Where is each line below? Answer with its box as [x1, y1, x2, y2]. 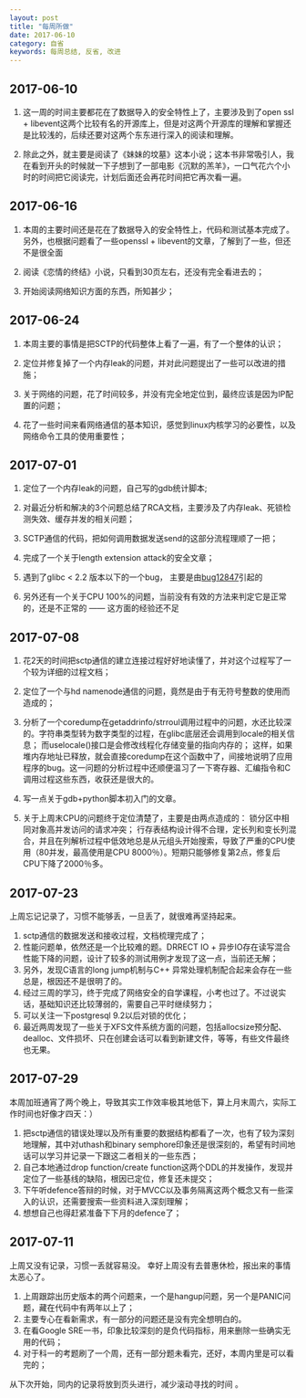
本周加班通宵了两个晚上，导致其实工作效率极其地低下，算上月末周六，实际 [9, 1097, 289, 1108]
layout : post [9, 13, 59, 23]
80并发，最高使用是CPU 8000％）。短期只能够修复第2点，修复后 [38, 846, 280, 858]
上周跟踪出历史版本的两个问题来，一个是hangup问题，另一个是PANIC [22, 1290, 283, 1301]
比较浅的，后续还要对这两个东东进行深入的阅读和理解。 [30, 129, 239, 140]
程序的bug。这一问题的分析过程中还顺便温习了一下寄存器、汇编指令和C [22, 762, 291, 773]
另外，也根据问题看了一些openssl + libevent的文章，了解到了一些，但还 [22, 235, 291, 247]
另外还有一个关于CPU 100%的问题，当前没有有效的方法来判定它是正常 [22, 591, 287, 603]
